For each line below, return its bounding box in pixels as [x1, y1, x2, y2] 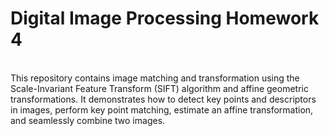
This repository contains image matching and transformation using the [10, 72, 300, 84]
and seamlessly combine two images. [10, 114, 166, 126]
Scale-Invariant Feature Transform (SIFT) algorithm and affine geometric [10, 82, 309, 94]
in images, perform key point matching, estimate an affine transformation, [10, 103, 314, 116]
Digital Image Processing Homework [10, 7, 320, 30]
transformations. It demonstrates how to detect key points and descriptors [10, 93, 317, 105]
